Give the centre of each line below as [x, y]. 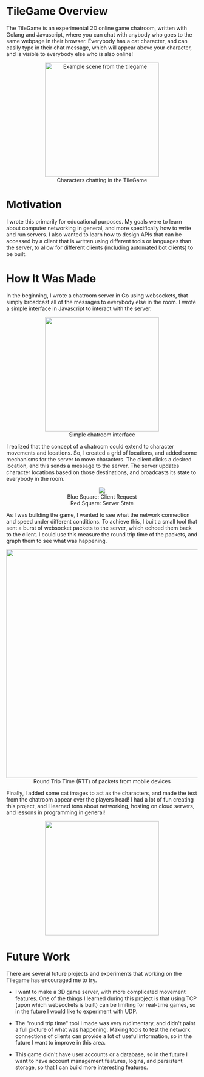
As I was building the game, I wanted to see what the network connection [98, 515]
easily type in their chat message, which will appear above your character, [99, 48]
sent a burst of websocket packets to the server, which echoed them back [99, 528]
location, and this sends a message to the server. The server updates [93, 466]
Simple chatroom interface [102, 435]
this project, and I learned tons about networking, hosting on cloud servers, [100, 806]
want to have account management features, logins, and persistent [99, 1061]
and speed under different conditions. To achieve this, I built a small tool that [102, 521]
